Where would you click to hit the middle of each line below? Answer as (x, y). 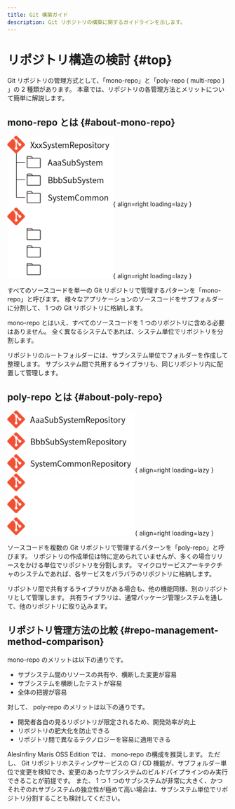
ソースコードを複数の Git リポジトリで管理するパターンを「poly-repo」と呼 (116, 548)
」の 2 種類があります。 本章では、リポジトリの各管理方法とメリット (107, 89)
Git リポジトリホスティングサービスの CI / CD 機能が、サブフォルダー (121, 763)
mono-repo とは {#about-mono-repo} (91, 122)
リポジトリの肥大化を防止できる (63, 730)
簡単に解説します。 (41, 98)
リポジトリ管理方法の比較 (62, 631)
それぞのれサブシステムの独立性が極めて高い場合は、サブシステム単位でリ (115, 789)
